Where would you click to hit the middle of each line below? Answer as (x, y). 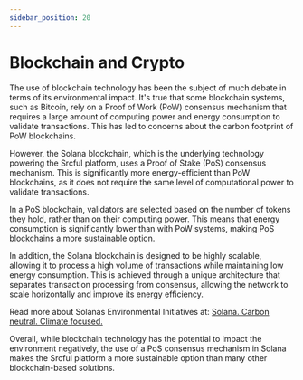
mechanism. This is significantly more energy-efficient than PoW (130, 172)
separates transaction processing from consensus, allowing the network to (149, 284)
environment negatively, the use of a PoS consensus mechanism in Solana (148, 348)
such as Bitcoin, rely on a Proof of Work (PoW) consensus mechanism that (148, 107)
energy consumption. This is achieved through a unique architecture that (145, 275)
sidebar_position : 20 (50, 18)
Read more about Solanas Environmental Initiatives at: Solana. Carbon (139, 311)
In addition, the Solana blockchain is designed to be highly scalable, (136, 255)
